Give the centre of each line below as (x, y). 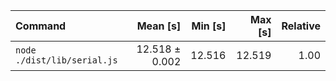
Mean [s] (159, 26)
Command (41, 26)
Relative (301, 26)
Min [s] (209, 26)
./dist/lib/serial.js (66, 60)
